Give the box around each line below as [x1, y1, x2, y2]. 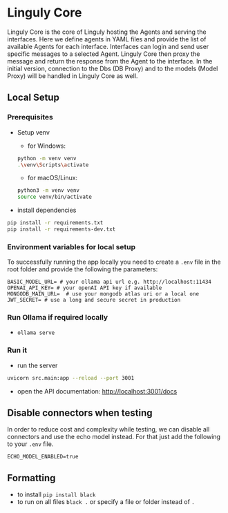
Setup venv [17, 128, 50, 136]
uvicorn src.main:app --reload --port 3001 [7, 374, 135, 381]
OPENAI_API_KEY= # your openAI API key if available [7, 284, 162, 291]
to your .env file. [7, 440, 54, 448]
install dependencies [17, 206, 77, 215]
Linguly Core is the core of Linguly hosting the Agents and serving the [7, 28, 207, 36]
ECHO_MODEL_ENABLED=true [7, 454, 79, 461]
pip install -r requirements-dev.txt [7, 226, 116, 233]
